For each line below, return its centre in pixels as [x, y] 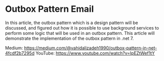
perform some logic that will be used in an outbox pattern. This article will [80, 33]
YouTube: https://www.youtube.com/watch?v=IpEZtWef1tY [95, 53]
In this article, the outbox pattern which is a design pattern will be [72, 23]
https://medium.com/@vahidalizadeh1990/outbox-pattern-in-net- [90, 48]
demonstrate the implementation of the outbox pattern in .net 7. [70, 38]
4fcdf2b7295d [20, 53]
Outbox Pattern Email [49, 9]
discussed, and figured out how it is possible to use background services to [82, 28]
